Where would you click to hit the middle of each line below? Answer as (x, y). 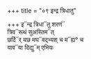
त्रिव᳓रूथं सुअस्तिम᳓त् (31, 32)
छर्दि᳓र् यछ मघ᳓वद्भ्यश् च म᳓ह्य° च (45, 40)
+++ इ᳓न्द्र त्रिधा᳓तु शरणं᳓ (36, 24)
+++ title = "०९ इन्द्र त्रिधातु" (42, 11)
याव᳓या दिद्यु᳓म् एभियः (30, 47)
